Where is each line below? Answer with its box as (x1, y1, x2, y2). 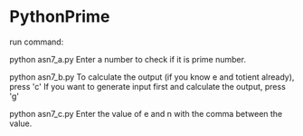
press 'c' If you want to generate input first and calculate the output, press (9, 81, 287, 92)
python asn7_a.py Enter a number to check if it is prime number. (9, 53, 247, 64)
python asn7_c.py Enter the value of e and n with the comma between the (9, 108, 283, 119)
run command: (9, 36, 64, 47)
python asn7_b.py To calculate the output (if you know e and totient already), (9, 71, 295, 83)
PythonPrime (9, 6, 110, 27)
